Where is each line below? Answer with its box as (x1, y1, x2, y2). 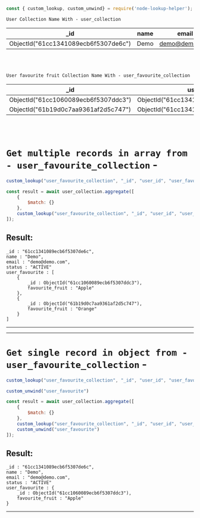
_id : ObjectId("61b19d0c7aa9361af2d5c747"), (27, 301, 143, 307)
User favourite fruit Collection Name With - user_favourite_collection (6, 72, 190, 79)
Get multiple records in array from (6, 148, 188, 159)
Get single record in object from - (6, 347, 188, 358)
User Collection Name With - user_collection (6, 16, 121, 22)
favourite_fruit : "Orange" (27, 305, 97, 312)
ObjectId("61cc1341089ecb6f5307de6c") (9, 39, 132, 48)
